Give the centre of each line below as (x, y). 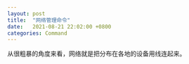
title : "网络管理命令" (39, 20)
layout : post (26, 14)
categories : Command (38, 33)
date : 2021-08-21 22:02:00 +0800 (59, 26)
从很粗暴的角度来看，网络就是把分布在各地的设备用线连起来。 (97, 54)
